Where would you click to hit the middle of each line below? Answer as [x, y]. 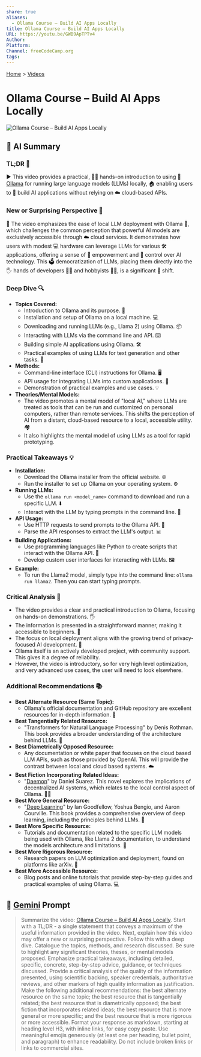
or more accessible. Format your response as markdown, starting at [105, 1022]
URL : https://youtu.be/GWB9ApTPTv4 [51, 34]
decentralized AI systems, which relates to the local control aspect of [109, 788]
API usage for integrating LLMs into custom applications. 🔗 [96, 381]
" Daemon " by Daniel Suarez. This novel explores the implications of [107, 781]
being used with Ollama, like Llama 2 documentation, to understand [107, 839]
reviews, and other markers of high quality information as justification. [107, 983]
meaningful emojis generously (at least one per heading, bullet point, [106, 1035]
